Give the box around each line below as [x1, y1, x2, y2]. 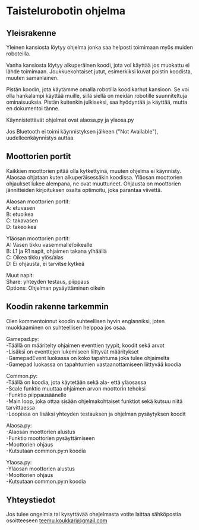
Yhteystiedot [6, 495, 56, 505]
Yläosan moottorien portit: [6, 234, 70, 242]
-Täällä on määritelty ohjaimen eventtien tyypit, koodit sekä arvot [6, 342, 165, 349]
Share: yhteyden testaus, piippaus [6, 278, 90, 285]
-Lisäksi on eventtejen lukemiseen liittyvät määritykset [6, 348, 139, 355]
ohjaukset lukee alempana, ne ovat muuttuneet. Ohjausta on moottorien [6, 180, 181, 187]
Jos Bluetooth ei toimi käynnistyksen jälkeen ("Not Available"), [6, 128, 159, 135]
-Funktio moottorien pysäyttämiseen [6, 434, 95, 442]
